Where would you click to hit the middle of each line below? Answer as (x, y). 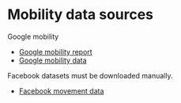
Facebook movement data (61, 91)
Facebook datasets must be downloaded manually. (90, 75)
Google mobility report (55, 51)
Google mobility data (53, 60)
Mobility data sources (81, 15)
